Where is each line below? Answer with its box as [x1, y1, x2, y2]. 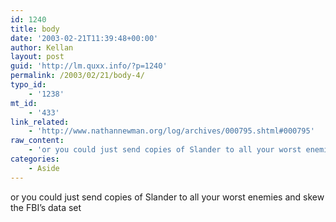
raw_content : [10, 136, 65, 146]
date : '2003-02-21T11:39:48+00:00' [10, 33, 159, 43]
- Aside [28, 163, 60, 173]
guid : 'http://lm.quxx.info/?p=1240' [10, 61, 168, 71]
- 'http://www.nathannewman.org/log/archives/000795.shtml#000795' [28, 126, 315, 136]
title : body [10, 24, 60, 34]
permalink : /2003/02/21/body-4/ [10, 71, 145, 81]
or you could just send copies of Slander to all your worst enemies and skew [10, 191, 325, 203]
